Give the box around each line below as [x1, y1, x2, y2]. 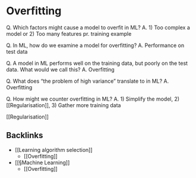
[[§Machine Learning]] [14, 159, 70, 166]
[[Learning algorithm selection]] [14, 146, 93, 153]
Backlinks [6, 130, 43, 140]
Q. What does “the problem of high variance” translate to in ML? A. [6, 77, 169, 85]
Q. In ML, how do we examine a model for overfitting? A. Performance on [6, 42, 185, 49]
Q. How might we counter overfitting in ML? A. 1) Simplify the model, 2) [6, 95, 180, 102]
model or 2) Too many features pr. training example [6, 30, 132, 37]
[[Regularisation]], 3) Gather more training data [6, 101, 121, 108]
